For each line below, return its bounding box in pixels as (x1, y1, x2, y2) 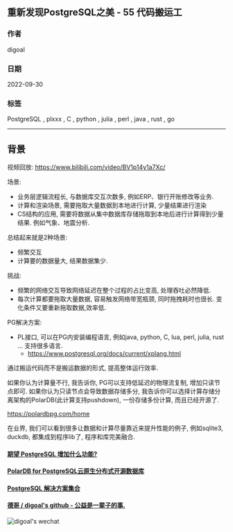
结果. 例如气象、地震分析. (17, 218, 90, 227)
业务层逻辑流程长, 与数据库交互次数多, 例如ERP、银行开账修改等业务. (17, 193, 214, 201)
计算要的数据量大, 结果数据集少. (17, 257, 108, 265)
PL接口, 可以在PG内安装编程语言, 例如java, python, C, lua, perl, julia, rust (17, 333, 224, 341)
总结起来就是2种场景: (7, 233, 68, 241)
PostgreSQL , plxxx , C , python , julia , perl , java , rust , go (7, 115, 175, 123)
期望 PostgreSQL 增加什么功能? (7, 449, 98, 458)
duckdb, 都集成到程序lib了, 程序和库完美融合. (7, 433, 135, 441)
